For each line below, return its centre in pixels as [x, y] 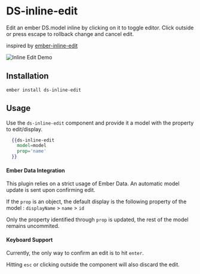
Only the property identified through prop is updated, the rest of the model [98, 219]
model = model [32, 146]
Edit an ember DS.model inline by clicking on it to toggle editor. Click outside [100, 28]
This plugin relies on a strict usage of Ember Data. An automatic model [93, 183]
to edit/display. [24, 129]
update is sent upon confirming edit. [51, 190]
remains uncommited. [33, 226]
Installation [27, 76]
